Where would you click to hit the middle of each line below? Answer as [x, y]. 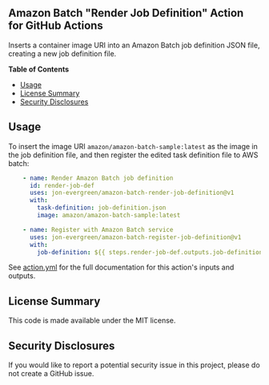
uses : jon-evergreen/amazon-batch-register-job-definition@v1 [135, 237]
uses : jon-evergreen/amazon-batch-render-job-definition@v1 [132, 193]
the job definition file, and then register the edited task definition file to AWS [133, 155]
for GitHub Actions [56, 26]
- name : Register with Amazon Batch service [98, 229]
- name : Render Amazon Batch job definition [98, 178]
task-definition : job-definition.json [102, 208]
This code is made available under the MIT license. [92, 321]
